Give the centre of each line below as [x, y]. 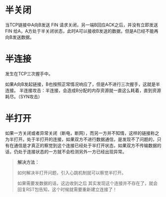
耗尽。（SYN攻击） [24, 97]
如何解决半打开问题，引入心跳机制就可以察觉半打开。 [72, 172]
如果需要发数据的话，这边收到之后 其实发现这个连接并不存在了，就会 [87, 183]
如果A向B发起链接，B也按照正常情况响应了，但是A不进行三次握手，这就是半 [83, 84]
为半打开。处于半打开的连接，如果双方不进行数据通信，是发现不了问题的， [81, 139]
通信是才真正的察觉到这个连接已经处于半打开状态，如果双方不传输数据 [85, 145]
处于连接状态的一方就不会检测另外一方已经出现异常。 [72, 151]
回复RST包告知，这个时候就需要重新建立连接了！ [67, 189]
